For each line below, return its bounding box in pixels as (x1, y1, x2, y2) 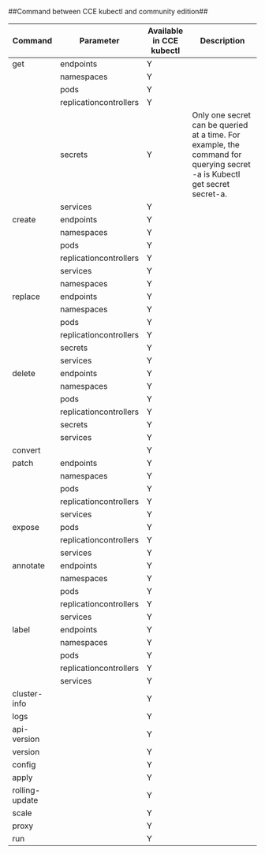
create (12, 214, 36, 225)
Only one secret (192, 110, 251, 121)
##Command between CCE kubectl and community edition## (8, 7, 208, 16)
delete (12, 368, 35, 379)
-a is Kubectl (192, 169, 241, 180)
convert (12, 445, 41, 456)
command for (192, 149, 242, 160)
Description (200, 35, 245, 46)
